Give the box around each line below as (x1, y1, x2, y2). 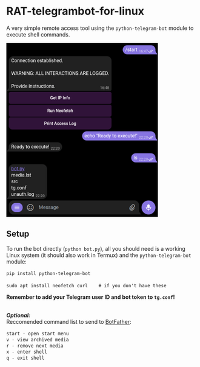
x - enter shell (6, 349, 47, 355)
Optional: (6, 312, 31, 319)
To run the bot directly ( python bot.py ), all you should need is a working (6, 245, 186, 252)
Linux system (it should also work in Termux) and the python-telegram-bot (6, 251, 192, 259)
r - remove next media (6, 343, 64, 349)
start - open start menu (6, 330, 69, 337)
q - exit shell (6, 355, 45, 361)
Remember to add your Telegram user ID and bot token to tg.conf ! (6, 293, 175, 301)
